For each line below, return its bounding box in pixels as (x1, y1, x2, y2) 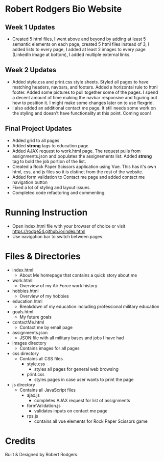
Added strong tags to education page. (12, 142, 90, 148)
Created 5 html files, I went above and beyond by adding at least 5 (12, 36, 146, 42)
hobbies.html (12, 288, 39, 294)
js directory (12, 381, 35, 387)
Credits (5, 435, 36, 446)
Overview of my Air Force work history (19, 282, 98, 288)
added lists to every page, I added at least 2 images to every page (12, 47, 146, 52)
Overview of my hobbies (19, 293, 70, 299)
